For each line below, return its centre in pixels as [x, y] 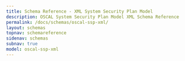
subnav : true [22, 44]
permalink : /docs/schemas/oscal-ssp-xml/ [57, 22]
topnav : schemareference [36, 33]
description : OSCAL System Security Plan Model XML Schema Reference [93, 17]
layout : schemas [26, 28]
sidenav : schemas [27, 38]
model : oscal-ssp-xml [32, 49]
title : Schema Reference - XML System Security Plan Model [80, 11]
